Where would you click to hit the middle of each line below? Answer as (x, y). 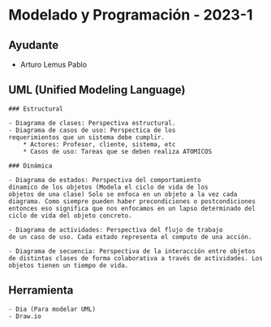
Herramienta (41, 290)
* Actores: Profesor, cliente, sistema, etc (99, 144)
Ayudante (34, 45)
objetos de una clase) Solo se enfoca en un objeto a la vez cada (123, 194)
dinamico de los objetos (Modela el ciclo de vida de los (108, 187)
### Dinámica (30, 166)
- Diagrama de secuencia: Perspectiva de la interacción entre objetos (132, 251)
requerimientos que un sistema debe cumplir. (86, 137)
